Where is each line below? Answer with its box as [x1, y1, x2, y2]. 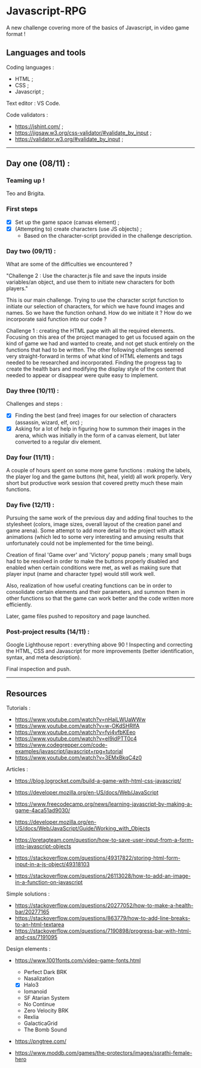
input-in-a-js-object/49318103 [14, 861, 90, 868]
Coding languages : [6, 63, 54, 71]
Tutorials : [6, 705, 31, 712]
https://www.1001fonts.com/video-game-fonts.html [14, 957, 141, 964]
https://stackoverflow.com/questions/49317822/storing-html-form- [14, 854, 181, 861]
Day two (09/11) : [6, 247, 56, 255]
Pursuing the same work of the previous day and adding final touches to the [6, 514, 193, 521]
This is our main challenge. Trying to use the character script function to [6, 296, 184, 304]
